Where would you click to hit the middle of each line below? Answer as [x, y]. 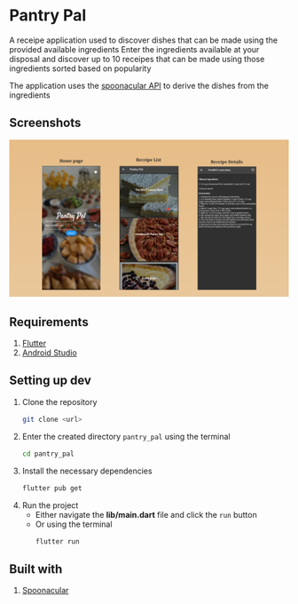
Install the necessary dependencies [87, 471]
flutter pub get [52, 488]
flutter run [57, 541]
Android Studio [49, 353]
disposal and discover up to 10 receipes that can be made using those [137, 59]
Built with [36, 569]
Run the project [50, 505]
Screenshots [45, 123]
